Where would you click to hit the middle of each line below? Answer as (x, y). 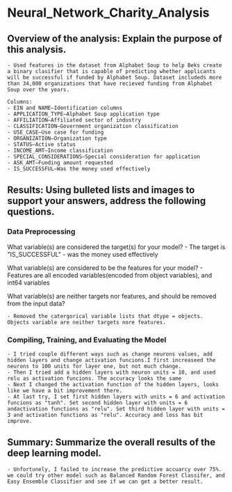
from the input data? (36, 303)
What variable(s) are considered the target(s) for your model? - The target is (116, 247)
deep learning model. (55, 453)
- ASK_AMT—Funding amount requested (60, 163)
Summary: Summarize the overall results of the (111, 442)
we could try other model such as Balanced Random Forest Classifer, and (116, 475)
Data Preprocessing (41, 232)
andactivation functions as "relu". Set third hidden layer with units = (116, 408)
